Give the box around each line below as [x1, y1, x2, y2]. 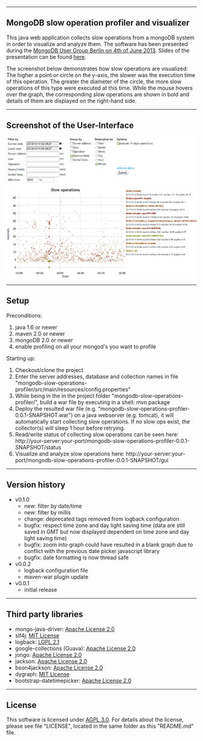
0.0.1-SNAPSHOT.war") [14, 411, 74, 419]
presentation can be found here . [6, 53, 86, 61]
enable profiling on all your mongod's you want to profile [14, 343, 156, 350]
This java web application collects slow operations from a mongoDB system [6, 34, 195, 41]
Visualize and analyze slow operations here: [14, 450, 125, 457]
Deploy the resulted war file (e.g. [14, 405, 97, 412]
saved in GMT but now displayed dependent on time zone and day [24, 528, 190, 535]
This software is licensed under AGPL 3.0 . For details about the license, [6, 716, 184, 723]
